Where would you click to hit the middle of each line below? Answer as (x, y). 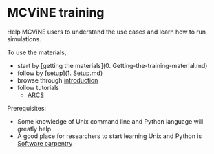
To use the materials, (37, 52)
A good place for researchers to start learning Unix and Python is (109, 136)
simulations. (24, 38)
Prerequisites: (27, 108)
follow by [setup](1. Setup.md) (60, 73)
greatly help (34, 129)
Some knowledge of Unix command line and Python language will (110, 121)
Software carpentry (45, 143)
